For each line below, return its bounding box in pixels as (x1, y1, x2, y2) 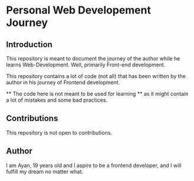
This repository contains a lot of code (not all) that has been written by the (6, 73, 186, 79)
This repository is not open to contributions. (6, 129, 113, 136)
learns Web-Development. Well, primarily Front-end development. (6, 61, 166, 68)
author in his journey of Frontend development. (6, 79, 121, 86)
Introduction (6, 39, 53, 49)
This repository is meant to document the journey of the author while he (6, 55, 180, 62)
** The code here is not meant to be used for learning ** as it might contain (6, 90, 189, 97)
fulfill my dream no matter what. (6, 168, 83, 175)
